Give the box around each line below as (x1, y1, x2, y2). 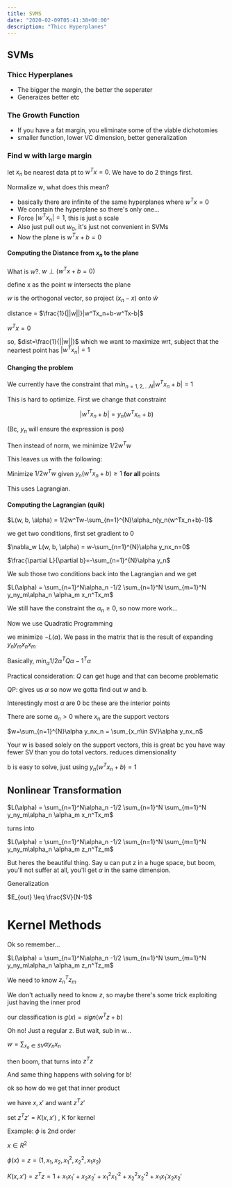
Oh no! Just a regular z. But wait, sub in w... (7, 1026, 132, 1034)
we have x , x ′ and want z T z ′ (7, 1098, 85, 1107)
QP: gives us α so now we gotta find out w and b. (7, 685, 148, 693)
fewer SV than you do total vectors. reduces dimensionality (7, 748, 176, 757)
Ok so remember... (7, 940, 60, 949)
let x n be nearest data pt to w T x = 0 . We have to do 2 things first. (7, 166, 193, 178)
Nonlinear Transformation (7, 784, 122, 797)
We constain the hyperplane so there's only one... (17, 205, 160, 213)
